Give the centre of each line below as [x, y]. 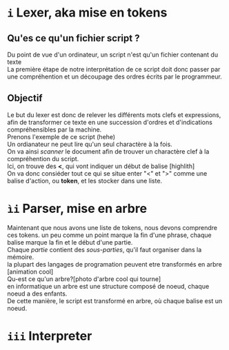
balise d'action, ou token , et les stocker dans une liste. [85, 181]
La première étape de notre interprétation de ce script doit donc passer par [114, 69]
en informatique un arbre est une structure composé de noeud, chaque [108, 286]
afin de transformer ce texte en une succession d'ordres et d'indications [110, 122]
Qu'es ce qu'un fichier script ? [73, 38]
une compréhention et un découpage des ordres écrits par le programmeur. [114, 76]
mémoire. [21, 257]
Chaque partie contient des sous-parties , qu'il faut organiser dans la [104, 249]
